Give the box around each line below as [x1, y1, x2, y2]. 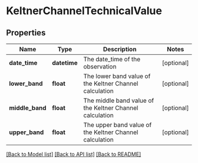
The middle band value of [83, 96, 154, 105]
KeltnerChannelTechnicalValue [6, 4, 162, 18]
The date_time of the [83, 55, 141, 63]
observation [83, 63, 117, 70]
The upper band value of [83, 121, 152, 129]
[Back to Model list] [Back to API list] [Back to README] [6, 151, 141, 158]
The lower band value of [83, 72, 151, 80]
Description [103, 45, 137, 53]
